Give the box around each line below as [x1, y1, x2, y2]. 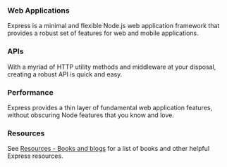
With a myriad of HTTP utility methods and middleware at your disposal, [7, 62, 216, 71]
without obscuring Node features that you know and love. [7, 111, 174, 119]
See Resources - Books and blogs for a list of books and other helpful [7, 145, 210, 153]
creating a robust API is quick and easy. [7, 69, 123, 79]
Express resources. [7, 152, 63, 160]
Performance [7, 87, 54, 97]
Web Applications [7, 6, 70, 15]
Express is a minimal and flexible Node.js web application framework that [7, 22, 220, 30]
